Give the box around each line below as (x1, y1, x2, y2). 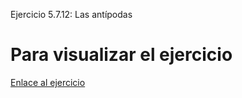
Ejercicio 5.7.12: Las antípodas (10, 9, 133, 20)
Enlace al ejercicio (10, 76, 86, 88)
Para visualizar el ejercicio (10, 44, 233, 66)
